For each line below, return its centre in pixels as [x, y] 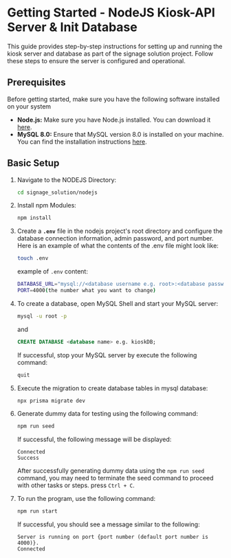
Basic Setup [33, 163]
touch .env [33, 258]
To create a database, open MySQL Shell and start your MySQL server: [118, 303]
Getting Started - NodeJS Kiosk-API [111, 13]
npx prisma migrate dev [51, 401]
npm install [34, 218]
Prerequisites [36, 83]
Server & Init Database [72, 27]
